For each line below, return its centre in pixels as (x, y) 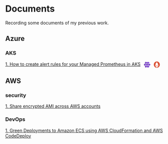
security (16, 95)
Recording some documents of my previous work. (57, 23)
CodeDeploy (18, 136)
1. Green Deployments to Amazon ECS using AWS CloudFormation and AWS (84, 130)
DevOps (15, 119)
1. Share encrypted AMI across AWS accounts (53, 106)
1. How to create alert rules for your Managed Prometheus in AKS (73, 64)
